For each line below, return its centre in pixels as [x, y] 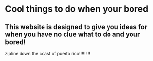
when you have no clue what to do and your [73, 34]
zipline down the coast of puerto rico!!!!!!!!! [48, 53]
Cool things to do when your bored [77, 9]
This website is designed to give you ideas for [76, 27]
